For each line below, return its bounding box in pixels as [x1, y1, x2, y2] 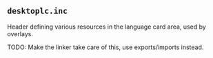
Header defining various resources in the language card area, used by [7, 23, 207, 31]
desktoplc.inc [7, 6, 68, 16]
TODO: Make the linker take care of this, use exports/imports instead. [7, 43, 204, 51]
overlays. [7, 29, 33, 38]
